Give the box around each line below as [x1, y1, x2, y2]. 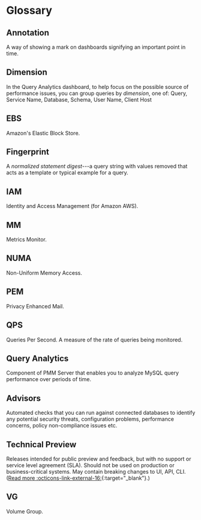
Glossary [6, 4, 53, 17]
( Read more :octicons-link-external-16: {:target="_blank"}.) [6, 474, 150, 482]
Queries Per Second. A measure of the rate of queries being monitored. [6, 336, 183, 343]
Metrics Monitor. [6, 236, 47, 243]
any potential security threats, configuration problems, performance [6, 415, 174, 423]
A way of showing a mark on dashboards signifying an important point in [6, 43, 186, 50]
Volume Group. [6, 507, 44, 515]
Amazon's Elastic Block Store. [6, 129, 80, 136]
